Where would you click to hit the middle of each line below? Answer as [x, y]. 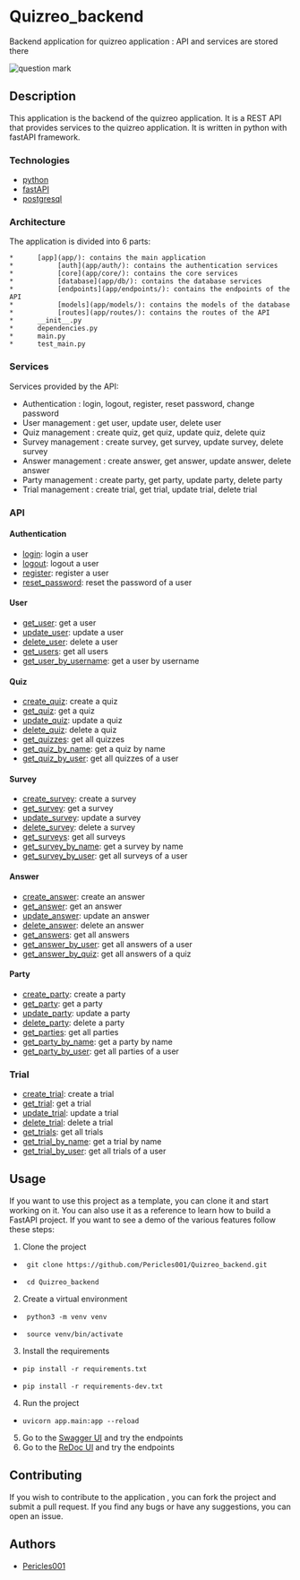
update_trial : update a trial [70, 1113]
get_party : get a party [62, 1003]
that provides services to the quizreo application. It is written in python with [148, 127]
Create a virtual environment [75, 1299]
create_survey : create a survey [79, 799]
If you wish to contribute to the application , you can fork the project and [143, 1497]
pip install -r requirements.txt [85, 1368]
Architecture [38, 221]
